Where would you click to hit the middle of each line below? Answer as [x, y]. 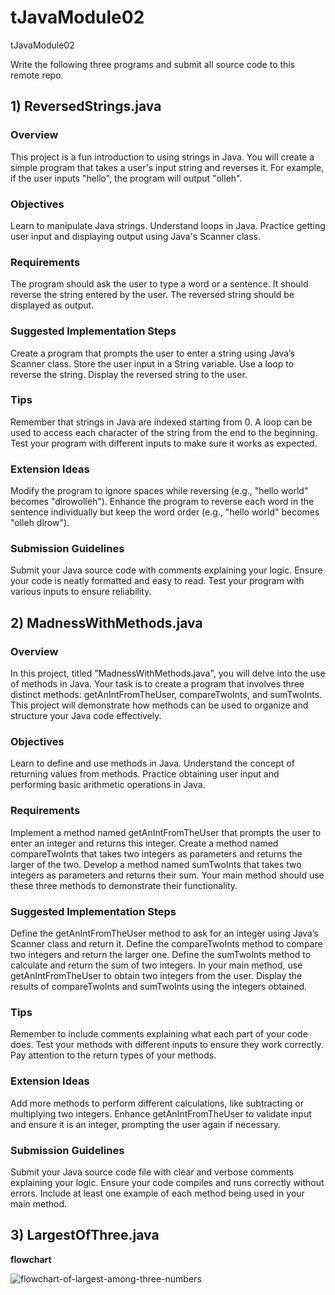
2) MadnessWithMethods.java [106, 622]
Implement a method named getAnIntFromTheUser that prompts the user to [166, 832]
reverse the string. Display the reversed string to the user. [129, 374]
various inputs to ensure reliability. [81, 592]
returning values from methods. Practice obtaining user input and [145, 774]
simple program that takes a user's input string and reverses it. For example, [167, 167]
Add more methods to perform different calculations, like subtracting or [157, 1103]
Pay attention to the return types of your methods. [113, 1055]
